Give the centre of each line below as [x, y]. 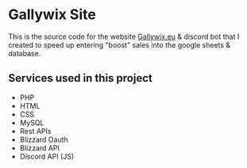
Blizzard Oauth [44, 139]
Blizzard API [39, 147]
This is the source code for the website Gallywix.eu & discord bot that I [124, 36]
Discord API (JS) [47, 156]
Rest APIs [35, 131]
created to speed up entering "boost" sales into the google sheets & [120, 44]
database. [25, 53]
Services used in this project [80, 78]
